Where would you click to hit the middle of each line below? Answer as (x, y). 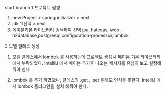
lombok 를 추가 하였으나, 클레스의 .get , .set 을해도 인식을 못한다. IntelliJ (84, 80)
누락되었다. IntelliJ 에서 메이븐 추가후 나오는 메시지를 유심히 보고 (85, 63)
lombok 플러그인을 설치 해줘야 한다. (53, 86)
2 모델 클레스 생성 (22, 46)
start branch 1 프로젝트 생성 (32, 7)
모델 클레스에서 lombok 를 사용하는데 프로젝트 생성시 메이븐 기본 (75, 57)
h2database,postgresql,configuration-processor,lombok (70, 35)
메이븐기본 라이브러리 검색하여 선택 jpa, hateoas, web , (67, 30)
